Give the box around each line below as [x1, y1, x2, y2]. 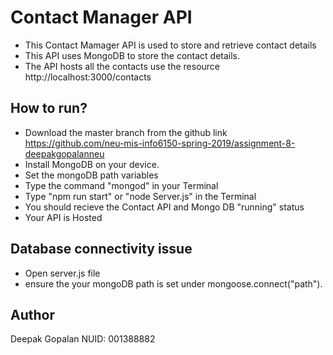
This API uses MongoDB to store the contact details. [24, 49, 241, 61]
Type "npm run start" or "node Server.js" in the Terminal [24, 190, 257, 202]
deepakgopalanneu [24, 147, 105, 160]
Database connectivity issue [10, 241, 193, 258]
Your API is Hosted [24, 211, 103, 223]
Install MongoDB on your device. [24, 158, 160, 170]
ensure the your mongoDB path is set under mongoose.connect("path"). [24, 277, 323, 290]
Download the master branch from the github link [24, 126, 228, 138]
